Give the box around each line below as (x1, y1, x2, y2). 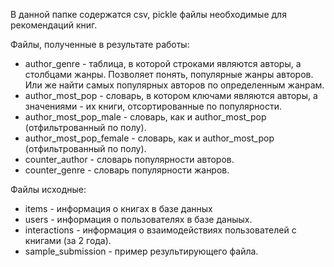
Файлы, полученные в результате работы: (10, 39, 190, 50)
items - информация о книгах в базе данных (24, 203, 213, 214)
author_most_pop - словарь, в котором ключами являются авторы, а (24, 90, 318, 101)
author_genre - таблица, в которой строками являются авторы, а (24, 58, 302, 69)
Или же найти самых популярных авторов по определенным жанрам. (24, 79, 325, 91)
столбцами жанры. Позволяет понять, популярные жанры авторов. (24, 69, 314, 80)
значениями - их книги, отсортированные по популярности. (24, 100, 283, 112)
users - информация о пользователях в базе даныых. (24, 214, 253, 225)
